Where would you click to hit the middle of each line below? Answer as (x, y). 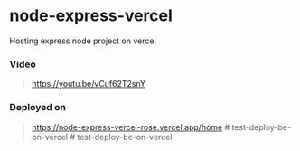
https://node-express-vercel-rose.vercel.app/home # (131, 127)
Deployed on (37, 108)
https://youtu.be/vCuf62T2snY (89, 84)
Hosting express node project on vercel (83, 41)
